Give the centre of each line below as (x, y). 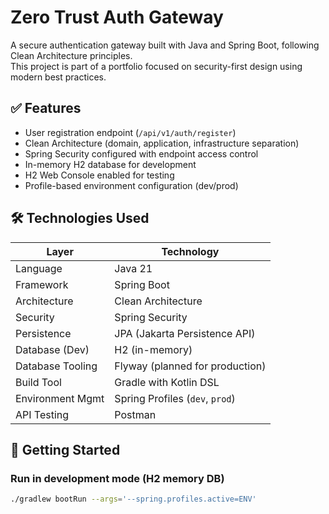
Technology (190, 251)
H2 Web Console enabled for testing (99, 175)
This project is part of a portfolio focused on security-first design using (156, 66)
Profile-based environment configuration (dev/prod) (131, 185)
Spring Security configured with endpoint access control (141, 153)
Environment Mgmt (60, 398)
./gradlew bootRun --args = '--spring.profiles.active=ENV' (133, 499)
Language (39, 268)
